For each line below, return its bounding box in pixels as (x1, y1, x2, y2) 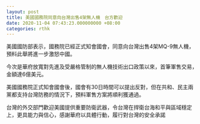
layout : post (6, 8, 39, 15)
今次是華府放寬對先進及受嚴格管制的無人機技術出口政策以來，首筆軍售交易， (6, 63, 198, 70)
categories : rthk (6, 25, 50, 32)
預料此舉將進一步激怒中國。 (6, 51, 76, 58)
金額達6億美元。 (6, 70, 47, 78)
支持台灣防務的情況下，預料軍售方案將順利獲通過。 (16, 91, 144, 98)
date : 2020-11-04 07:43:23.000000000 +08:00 (6, 20, 121, 26)
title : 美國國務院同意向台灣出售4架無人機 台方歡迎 (6, 14, 123, 20)
